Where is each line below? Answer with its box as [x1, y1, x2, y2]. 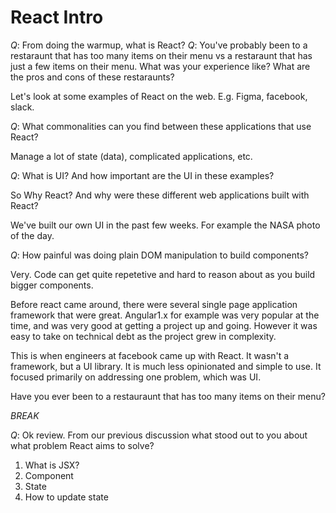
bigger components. [10, 279, 94, 291]
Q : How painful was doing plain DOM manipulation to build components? [10, 249, 309, 261]
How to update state [24, 491, 109, 503]
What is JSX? [24, 459, 80, 471]
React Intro [10, 6, 104, 29]
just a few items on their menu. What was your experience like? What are [10, 60, 311, 72]
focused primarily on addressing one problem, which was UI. [10, 371, 262, 383]
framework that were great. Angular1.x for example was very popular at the [10, 309, 320, 321]
